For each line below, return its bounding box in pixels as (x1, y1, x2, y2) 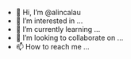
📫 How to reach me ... (15, 42, 90, 51)
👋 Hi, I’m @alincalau (15, 8, 81, 17)
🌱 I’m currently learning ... (15, 25, 101, 33)
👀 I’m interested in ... (15, 16, 83, 26)
